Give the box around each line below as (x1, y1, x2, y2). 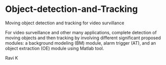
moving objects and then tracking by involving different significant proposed (5, 35, 161, 41)
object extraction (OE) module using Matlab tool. (5, 45, 104, 51)
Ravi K (5, 55, 18, 61)
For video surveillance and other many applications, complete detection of (5, 29, 157, 35)
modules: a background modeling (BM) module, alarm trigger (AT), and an (5, 40, 156, 46)
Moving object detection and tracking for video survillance (5, 20, 125, 26)
